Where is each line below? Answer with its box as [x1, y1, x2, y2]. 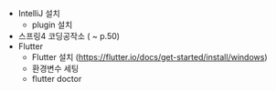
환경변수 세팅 [31, 63, 80, 74]
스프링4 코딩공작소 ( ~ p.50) [17, 31, 121, 41]
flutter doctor [31, 74, 82, 84]
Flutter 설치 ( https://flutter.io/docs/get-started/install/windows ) [31, 52, 268, 62]
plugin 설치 [31, 19, 73, 30]
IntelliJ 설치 [17, 8, 61, 18]
